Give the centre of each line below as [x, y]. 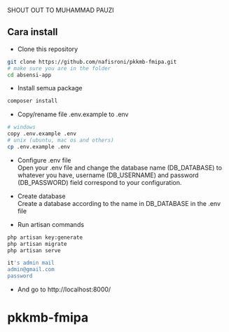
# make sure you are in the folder [59, 68]
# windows [22, 127]
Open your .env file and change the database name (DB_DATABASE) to [120, 167]
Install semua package [50, 88]
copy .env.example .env [42, 134]
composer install [33, 101]
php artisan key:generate [45, 237]
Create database [41, 196]
